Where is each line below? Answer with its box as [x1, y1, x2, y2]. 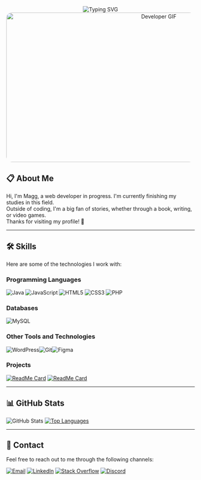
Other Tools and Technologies [6, 332, 96, 341]
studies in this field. [6, 199, 54, 206]
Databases [6, 303, 38, 312]
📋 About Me [6, 174, 54, 184]
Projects [6, 361, 31, 369]
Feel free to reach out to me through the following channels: [6, 456, 154, 463]
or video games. [6, 211, 47, 218]
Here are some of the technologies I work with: [6, 260, 122, 268]
